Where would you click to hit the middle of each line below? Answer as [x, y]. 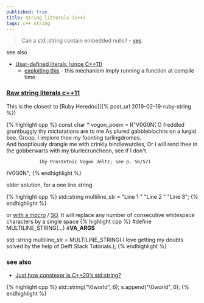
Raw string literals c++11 [43, 93]
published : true [27, 12]
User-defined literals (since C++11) [58, 64]
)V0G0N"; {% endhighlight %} [44, 173]
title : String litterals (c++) [46, 18]
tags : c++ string [28, 23]
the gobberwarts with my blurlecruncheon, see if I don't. [77, 151]
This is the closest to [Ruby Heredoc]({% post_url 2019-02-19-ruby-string [99, 106]
